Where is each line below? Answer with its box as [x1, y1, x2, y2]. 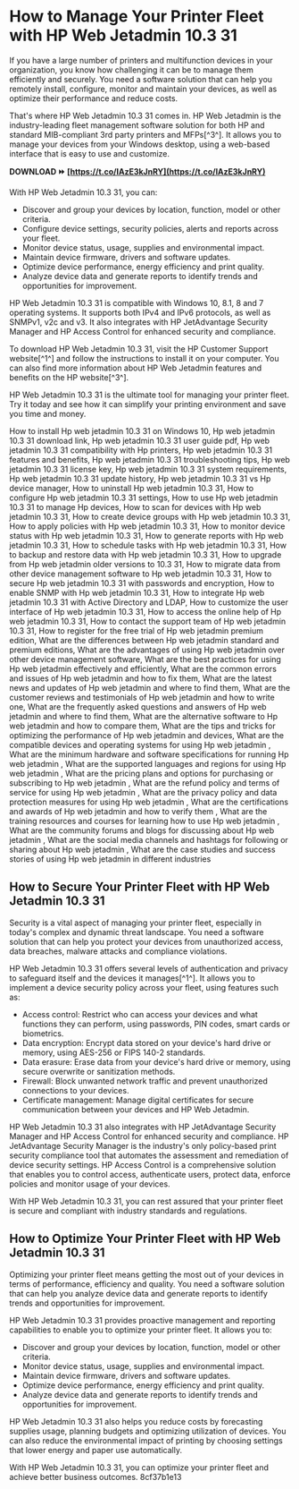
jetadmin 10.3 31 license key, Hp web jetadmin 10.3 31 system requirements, [9, 464, 287, 474]
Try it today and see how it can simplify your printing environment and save [9, 398, 287, 409]
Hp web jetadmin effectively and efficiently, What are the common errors [9, 663, 277, 674]
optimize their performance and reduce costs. [9, 92, 179, 104]
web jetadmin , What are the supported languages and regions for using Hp [9, 758, 287, 769]
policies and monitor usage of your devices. [9, 1178, 171, 1189]
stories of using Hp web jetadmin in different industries [9, 853, 212, 864]
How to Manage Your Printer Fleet [9, 6, 265, 27]
